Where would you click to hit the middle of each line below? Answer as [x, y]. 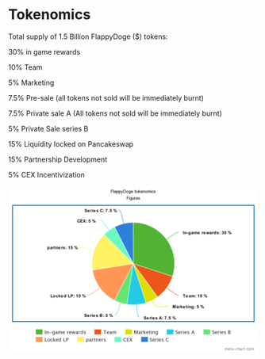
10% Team [25, 67]
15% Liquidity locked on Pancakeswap [71, 143]
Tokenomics [50, 15]
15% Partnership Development [58, 159]
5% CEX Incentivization [47, 174]
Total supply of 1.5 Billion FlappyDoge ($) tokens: [88, 36]
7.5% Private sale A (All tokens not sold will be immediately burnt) [115, 113]
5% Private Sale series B [48, 128]
